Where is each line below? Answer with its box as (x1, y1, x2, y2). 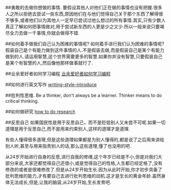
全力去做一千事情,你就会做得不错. (9, 30, 80, 36)
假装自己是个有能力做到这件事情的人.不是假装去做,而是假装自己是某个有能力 (5, 47, 165, 53)
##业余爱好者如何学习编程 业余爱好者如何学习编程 (5, 71, 111, 76)
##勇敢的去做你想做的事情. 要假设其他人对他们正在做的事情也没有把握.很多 (5, 5, 162, 10)
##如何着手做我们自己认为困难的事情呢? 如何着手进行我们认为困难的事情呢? (5, 41, 164, 47)
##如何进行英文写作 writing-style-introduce (5, 82, 97, 88)
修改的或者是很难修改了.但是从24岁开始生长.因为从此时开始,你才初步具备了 (5, 167, 162, 172)
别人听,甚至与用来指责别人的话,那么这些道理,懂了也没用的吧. (5, 143, 132, 149)
